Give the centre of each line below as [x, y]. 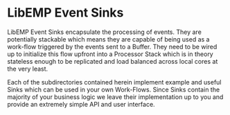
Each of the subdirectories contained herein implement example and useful [114, 82]
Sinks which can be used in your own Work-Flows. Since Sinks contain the [114, 89]
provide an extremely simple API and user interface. [81, 104]
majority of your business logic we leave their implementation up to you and [115, 97]
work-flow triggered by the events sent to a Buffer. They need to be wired [112, 46]
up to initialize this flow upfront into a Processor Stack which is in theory [110, 54]
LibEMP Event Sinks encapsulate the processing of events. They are [105, 32]
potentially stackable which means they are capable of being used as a [108, 39]
